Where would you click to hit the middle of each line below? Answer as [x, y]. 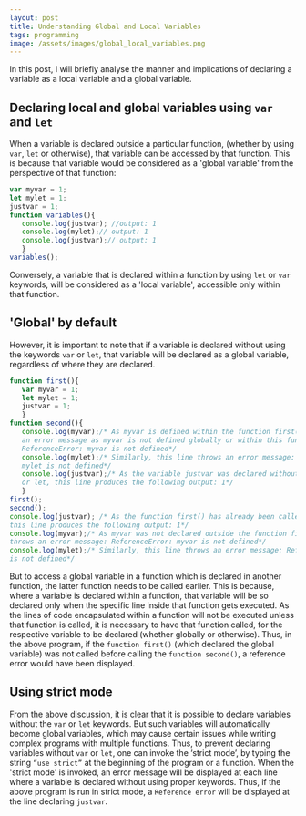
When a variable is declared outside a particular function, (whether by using [152, 144]
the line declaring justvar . [58, 801]
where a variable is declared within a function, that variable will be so [139, 595]
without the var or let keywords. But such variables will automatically [140, 723]
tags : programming [44, 35]
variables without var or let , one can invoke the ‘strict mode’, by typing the [150, 752]
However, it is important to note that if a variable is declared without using [148, 345]
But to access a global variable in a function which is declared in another [146, 576]
